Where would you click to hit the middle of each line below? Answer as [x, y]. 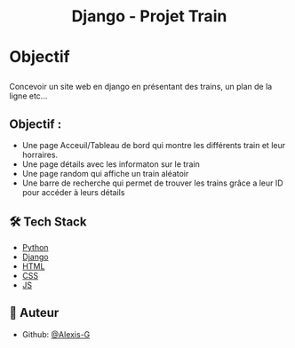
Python [35, 247]
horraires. [40, 155]
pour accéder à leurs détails [73, 193]
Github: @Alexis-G [56, 334]
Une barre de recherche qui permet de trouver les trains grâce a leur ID [152, 183]
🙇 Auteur [34, 313]
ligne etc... [28, 96]
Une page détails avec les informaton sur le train [111, 164]
